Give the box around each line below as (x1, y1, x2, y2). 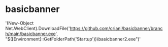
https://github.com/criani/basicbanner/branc (70, 25, 163, 31)
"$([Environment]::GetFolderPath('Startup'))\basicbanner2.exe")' (5, 36, 141, 42)
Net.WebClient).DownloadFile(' (5, 25, 70, 31)
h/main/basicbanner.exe (5, 30, 56, 36)
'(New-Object (5, 20, 34, 26)
